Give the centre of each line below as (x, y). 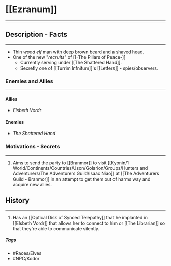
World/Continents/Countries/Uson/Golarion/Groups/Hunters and (80, 168)
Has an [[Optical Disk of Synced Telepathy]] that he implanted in (80, 217)
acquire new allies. (32, 184)
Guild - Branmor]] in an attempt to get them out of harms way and (81, 179)
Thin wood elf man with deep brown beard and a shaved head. (78, 52)
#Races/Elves (27, 253)
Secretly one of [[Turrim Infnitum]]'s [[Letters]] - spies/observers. (89, 68)
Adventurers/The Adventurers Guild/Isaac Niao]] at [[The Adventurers (86, 173)
